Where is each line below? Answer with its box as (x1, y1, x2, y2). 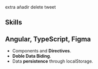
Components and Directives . (12, 48, 71, 54)
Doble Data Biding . (12, 53, 51, 59)
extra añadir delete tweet (5, 4, 56, 10)
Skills (5, 18, 22, 26)
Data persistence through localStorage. (12, 58, 94, 64)
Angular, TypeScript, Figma (5, 35, 91, 43)
